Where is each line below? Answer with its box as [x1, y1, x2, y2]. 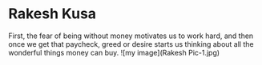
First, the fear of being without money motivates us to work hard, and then [8, 31, 254, 40]
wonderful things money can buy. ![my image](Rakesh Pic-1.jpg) [8, 48, 220, 57]
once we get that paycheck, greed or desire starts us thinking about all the [8, 39, 254, 48]
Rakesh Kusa [8, 5, 97, 23]
